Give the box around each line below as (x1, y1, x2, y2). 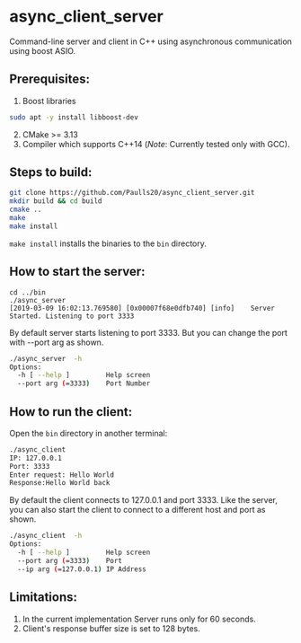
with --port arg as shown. (9, 337, 104, 348)
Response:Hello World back (9, 479, 111, 488)
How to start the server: (9, 264, 146, 279)
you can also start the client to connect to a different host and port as (9, 505, 266, 515)
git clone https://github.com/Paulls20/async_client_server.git (9, 189, 255, 198)
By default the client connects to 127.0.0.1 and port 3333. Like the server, (9, 495, 279, 506)
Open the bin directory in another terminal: (9, 427, 168, 438)
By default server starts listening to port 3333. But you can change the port (9, 327, 288, 338)
